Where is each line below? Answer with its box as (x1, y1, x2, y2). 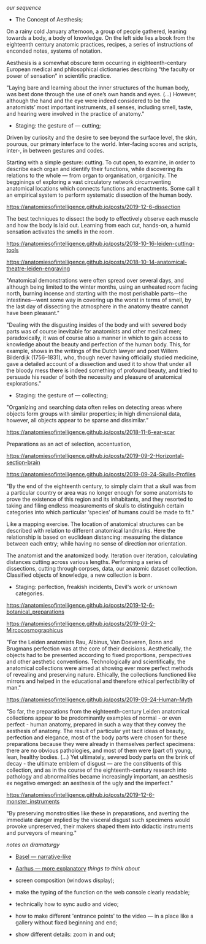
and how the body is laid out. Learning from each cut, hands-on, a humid (6, 222, 191, 229)
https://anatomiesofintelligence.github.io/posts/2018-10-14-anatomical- (6, 259, 188, 265)
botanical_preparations (6, 608, 64, 615)
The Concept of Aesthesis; (15, 16, 83, 23)
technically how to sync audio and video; (15, 900, 119, 908)
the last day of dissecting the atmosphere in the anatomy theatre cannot (6, 303, 189, 310)
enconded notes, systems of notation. (6, 47, 102, 55)
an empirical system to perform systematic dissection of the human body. (6, 191, 193, 199)
